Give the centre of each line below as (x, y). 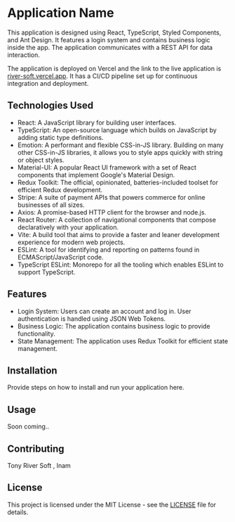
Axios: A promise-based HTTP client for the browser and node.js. (112, 212)
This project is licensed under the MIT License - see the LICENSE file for (112, 504)
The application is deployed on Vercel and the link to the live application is (114, 68)
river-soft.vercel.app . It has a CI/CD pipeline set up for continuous (102, 76)
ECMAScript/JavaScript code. (60, 257)
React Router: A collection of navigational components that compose (116, 219)
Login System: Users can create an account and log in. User (104, 311)
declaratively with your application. (68, 227)
